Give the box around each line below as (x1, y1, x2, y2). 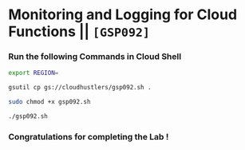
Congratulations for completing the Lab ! (8, 131, 169, 142)
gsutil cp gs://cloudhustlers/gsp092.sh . (8, 84, 152, 92)
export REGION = (8, 69, 59, 77)
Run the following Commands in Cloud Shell (8, 51, 182, 62)
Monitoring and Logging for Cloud (8, 6, 238, 24)
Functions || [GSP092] (8, 22, 150, 41)
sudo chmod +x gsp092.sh (8, 98, 91, 106)
